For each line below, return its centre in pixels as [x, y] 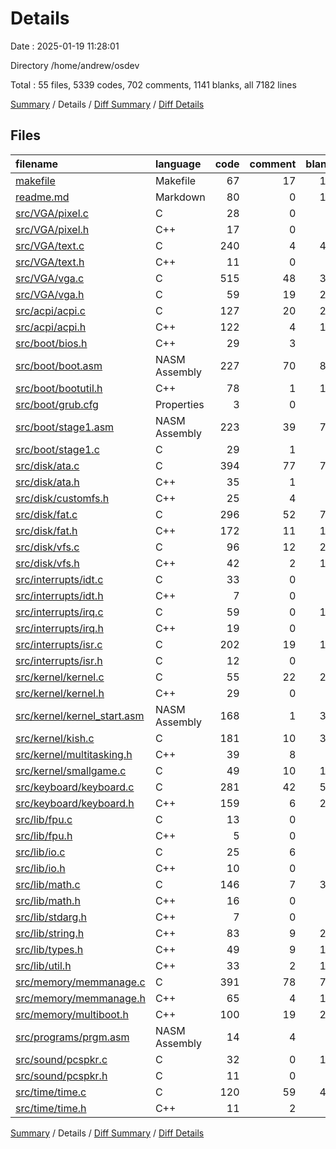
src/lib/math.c [48, 884]
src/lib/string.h [50, 933]
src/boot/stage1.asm [65, 427]
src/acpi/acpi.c [50, 310]
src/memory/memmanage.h [80, 998]
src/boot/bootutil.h [59, 388]
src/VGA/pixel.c [52, 213]
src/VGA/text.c [50, 245]
